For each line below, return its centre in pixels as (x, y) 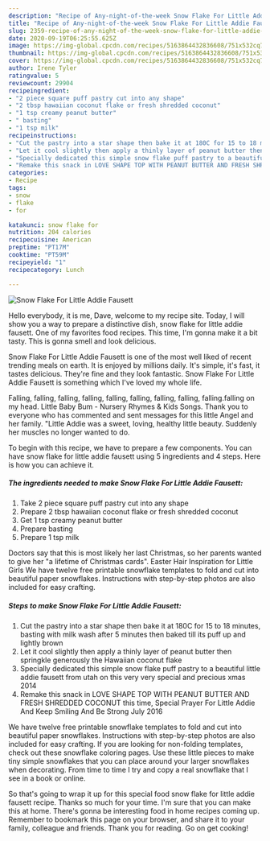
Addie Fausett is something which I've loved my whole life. (105, 382)
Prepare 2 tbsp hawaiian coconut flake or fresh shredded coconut (129, 512)
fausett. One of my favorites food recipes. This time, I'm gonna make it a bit (133, 332)
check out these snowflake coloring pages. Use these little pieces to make (131, 752)
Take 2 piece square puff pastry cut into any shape (104, 503)
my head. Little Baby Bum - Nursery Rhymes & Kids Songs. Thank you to (129, 406)
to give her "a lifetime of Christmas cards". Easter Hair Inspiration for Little (131, 562)
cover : (19, 61)
